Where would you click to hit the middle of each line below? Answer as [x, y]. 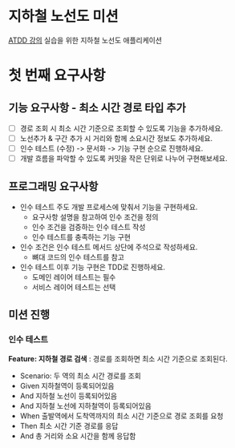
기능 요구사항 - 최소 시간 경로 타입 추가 [97, 108]
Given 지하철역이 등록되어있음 [67, 385]
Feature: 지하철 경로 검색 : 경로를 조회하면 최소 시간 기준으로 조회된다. [118, 358]
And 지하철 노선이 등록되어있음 [69, 396]
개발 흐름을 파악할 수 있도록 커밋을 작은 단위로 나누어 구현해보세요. [124, 159]
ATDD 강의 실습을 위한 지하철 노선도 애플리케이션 [85, 40]
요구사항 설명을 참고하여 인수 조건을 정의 [95, 217]
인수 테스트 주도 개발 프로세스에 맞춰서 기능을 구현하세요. [109, 207]
